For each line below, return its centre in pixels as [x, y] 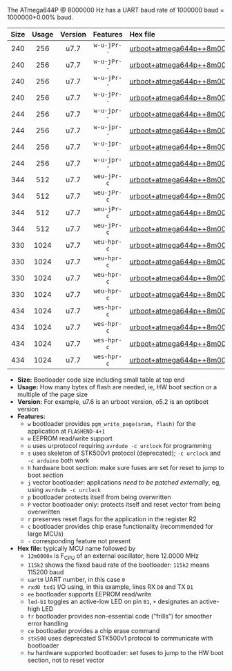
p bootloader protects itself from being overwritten [99, 497]
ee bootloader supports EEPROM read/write [89, 594]
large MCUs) [46, 534]
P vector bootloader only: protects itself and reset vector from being [124, 504]
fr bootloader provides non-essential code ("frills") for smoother [120, 616]
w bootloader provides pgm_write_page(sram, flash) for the [112, 424]
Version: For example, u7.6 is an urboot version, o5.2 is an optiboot [113, 402]
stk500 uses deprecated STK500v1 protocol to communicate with [120, 638]
